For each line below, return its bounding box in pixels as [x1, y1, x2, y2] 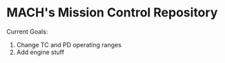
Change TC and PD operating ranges [16, 40, 122, 49]
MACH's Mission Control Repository [6, 5, 218, 21]
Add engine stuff [16, 48, 65, 56]
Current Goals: [6, 27, 48, 36]
